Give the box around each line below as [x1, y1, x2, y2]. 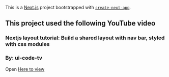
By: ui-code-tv [5, 55, 42, 62]
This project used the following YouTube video [5, 19, 156, 28]
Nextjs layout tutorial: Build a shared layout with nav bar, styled [5, 34, 165, 41]
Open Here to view [5, 66, 45, 72]
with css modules [5, 41, 50, 48]
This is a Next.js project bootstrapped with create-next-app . [5, 5, 131, 10]
